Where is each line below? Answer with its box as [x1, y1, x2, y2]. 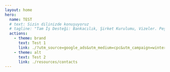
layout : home [5, 7, 32, 13]
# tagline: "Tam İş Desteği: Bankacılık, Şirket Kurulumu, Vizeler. [9, 26, 157, 31]
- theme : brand [14, 36, 46, 41]
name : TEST [9, 17, 32, 22]
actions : [9, 31, 28, 36]
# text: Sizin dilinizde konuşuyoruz [9, 21, 89, 27]
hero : [5, 12, 16, 17]
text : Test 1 [18, 41, 46, 46]
